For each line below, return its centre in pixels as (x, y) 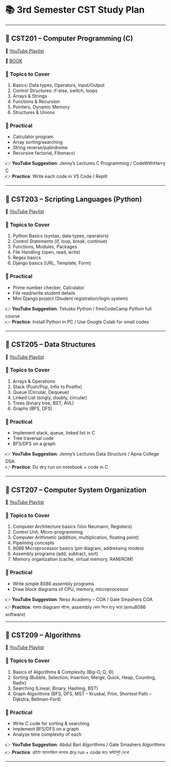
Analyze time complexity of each (47, 734)
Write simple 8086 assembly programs (53, 583)
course (13, 316)
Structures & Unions (34, 113)
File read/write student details (44, 293)
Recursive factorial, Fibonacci (44, 153)
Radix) (19, 683)
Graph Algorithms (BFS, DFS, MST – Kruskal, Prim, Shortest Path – (82, 693)
